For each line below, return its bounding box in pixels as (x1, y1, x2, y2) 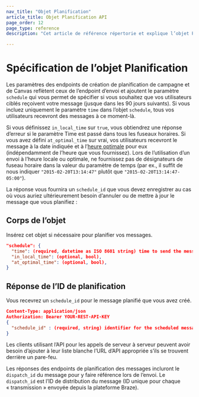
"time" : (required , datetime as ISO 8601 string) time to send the (11, 248, 182, 254)
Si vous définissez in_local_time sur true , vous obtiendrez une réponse (6, 124, 182, 131)
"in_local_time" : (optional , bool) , (11, 254, 102, 260)
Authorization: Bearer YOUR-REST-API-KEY (6, 313, 110, 320)
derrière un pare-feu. (6, 354, 58, 361)
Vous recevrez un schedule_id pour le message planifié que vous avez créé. (6, 297, 192, 304)
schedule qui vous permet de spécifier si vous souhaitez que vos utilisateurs (6, 94, 192, 101)
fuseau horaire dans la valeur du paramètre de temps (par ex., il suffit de (6, 162, 183, 169)
